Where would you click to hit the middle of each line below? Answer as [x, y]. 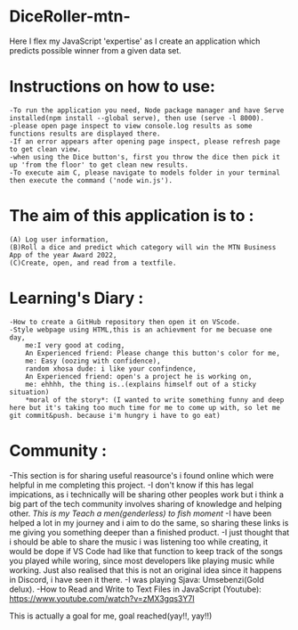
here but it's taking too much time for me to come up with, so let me [145, 407]
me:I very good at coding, [75, 345]
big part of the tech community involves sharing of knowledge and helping [146, 503]
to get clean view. [45, 149]
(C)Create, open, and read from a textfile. [93, 263]
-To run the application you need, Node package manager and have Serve [147, 110]
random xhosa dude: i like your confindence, [111, 368]
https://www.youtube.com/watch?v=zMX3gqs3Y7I [102, 598]
